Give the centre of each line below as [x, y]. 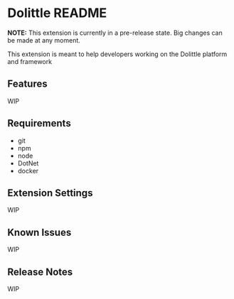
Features [27, 84]
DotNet [28, 163]
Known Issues [39, 232]
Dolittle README [57, 13]
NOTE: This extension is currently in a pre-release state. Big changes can [115, 33]
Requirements [39, 123]
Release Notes [40, 272]
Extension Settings [50, 193]
